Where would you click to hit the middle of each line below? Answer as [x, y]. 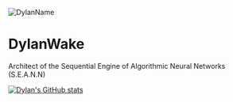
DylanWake [47, 44]
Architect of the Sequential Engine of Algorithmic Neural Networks [117, 66]
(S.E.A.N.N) [27, 74]
